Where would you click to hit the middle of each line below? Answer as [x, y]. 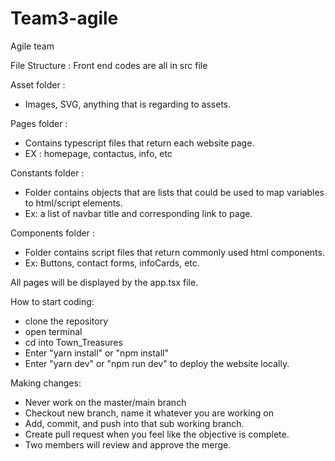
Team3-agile [64, 18]
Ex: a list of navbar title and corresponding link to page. [138, 213]
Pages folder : [39, 123]
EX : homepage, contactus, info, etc [98, 153]
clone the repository [66, 321]
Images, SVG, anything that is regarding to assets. [128, 104]
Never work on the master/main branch [105, 402]
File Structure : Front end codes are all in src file [109, 65]
